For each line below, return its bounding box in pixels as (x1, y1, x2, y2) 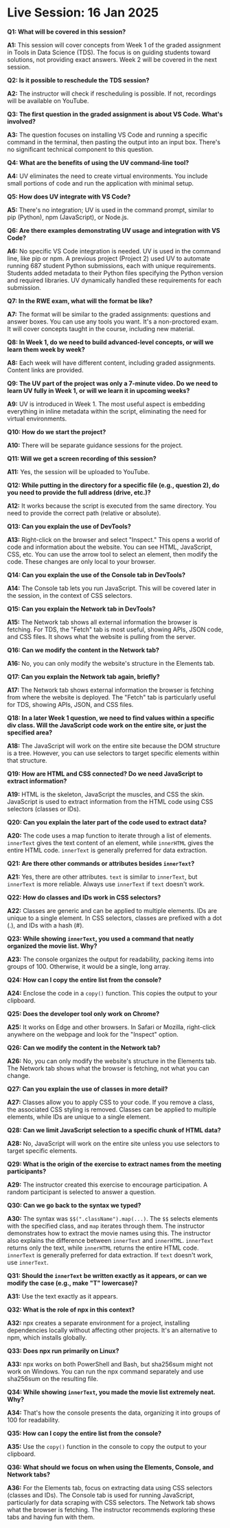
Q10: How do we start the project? (7, 427, 106, 436)
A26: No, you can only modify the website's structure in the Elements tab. (7, 1057, 217, 1065)
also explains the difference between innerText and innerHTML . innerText (7, 1236, 214, 1244)
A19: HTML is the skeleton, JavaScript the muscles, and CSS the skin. (7, 790, 205, 798)
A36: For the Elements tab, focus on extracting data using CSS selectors (7, 1483, 213, 1492)
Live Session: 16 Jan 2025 (7, 5, 159, 21)
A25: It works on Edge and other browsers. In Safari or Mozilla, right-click (7, 1022, 216, 1031)
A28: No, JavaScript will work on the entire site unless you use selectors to (7, 1139, 220, 1147)
